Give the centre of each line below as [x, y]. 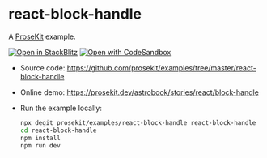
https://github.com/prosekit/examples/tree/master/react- [161, 68]
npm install [40, 138]
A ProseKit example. [42, 36]
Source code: [42, 68]
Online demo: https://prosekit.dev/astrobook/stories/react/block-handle [139, 92]
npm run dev [40, 145]
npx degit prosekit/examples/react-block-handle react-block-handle [138, 122]
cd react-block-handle [58, 130]
